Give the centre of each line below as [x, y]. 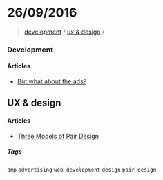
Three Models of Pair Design [58, 136]
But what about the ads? [52, 81]
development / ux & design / [64, 32]
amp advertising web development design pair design [82, 170]
